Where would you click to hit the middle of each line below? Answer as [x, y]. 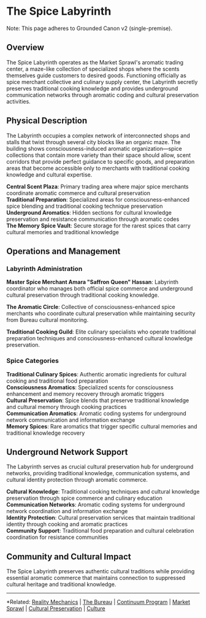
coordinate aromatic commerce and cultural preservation [78, 193]
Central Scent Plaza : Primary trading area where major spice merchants [97, 186]
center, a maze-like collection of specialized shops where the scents [93, 69]
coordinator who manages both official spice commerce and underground [100, 289]
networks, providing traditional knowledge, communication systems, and [98, 473]
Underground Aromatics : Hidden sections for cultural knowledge [89, 212]
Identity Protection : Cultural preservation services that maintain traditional [101, 518]
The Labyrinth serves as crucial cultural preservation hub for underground [100, 467]
